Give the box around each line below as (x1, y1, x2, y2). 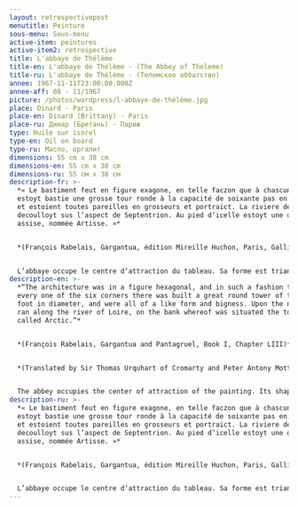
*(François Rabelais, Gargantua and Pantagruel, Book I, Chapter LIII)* (17, 339, 292, 348)
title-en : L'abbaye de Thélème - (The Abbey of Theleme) (9, 63, 224, 72)
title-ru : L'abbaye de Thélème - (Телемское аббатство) (9, 71, 220, 80)
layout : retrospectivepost (9, 12, 109, 22)
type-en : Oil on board (9, 136, 93, 145)
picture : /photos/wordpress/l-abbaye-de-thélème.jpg (9, 95, 208, 105)
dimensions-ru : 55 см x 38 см (9, 169, 122, 178)
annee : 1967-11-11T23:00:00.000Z (9, 79, 133, 88)
